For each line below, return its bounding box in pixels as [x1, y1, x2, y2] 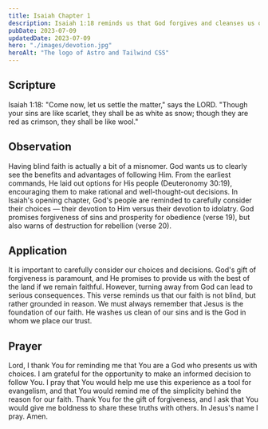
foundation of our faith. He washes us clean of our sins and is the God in [8, 307, 246, 317]
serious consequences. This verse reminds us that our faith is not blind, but [8, 291, 257, 300]
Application [8, 244, 68, 258]
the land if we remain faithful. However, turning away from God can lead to [8, 282, 254, 292]
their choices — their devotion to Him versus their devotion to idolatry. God [8, 203, 254, 213]
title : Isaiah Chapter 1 [8, 11, 91, 20]
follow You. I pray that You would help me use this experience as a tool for [8, 378, 252, 387]
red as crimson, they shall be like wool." [8, 117, 139, 126]
